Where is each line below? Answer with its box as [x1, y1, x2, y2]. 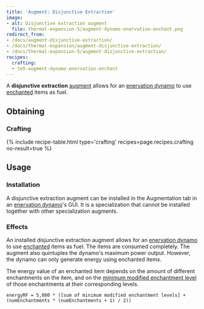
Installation [6, 181, 41, 189]
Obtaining [6, 106, 45, 116]
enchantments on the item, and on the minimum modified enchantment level [6, 274, 197, 282]
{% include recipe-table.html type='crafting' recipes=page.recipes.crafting [6, 138, 194, 146]
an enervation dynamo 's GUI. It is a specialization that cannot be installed [6, 201, 190, 208]
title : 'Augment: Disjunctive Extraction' [6, 9, 115, 15]
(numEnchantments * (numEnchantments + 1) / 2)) [6, 297, 132, 304]
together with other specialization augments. [6, 207, 118, 215]
